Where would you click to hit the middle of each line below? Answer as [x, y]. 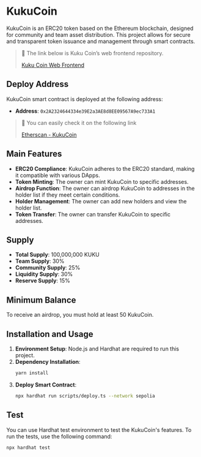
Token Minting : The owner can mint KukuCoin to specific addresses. [102, 181]
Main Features [34, 154]
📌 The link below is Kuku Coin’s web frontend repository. [92, 53]
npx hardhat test [28, 448]
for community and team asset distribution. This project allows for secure [98, 34]
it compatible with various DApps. [57, 175]
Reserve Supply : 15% [42, 281]
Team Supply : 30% [40, 261]
